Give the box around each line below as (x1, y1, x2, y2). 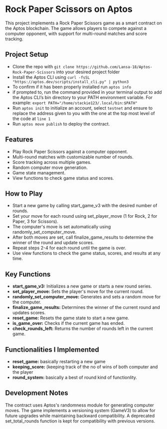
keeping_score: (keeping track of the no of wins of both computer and (12, 364, 158, 370)
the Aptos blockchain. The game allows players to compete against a (5, 25, 147, 31)
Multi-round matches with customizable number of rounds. (12, 153, 134, 160)
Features (5, 136, 33, 144)
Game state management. (12, 169, 66, 175)
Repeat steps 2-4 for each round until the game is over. (12, 245, 126, 251)
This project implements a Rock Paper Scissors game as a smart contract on (5, 20, 162, 26)
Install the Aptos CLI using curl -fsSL (12, 74, 90, 80)
